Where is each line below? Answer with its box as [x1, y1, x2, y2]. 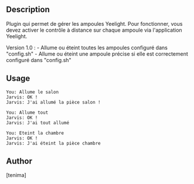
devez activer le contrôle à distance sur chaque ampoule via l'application [6, 26, 183, 33]
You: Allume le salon [6, 89, 59, 95]
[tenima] [6, 172, 26, 179]
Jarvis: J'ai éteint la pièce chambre [6, 140, 101, 146]
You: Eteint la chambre [6, 130, 64, 136]
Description [6, 5, 50, 15]
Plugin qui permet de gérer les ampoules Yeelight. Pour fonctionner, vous [6, 20, 183, 27]
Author [6, 156, 32, 166]
